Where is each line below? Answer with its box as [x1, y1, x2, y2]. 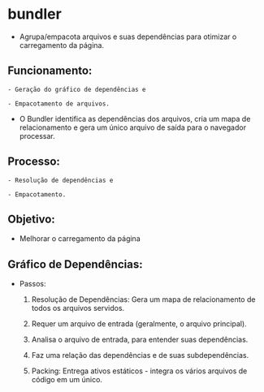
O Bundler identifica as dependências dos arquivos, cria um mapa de [19, 114, 251, 123]
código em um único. [31, 375, 103, 385]
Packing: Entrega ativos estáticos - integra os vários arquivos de [31, 366, 248, 376]
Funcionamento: [7, 64, 93, 78]
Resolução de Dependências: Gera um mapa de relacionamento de [31, 295, 256, 304]
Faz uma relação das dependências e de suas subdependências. [31, 351, 249, 360]
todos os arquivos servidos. [31, 304, 125, 313]
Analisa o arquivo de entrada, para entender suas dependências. [31, 334, 249, 345]
